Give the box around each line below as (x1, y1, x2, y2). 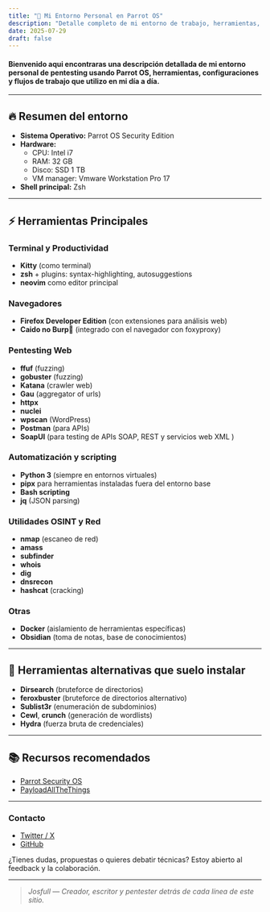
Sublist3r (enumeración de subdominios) (19, 702, 157, 711)
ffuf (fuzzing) (19, 363, 65, 373)
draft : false (8, 34, 52, 43)
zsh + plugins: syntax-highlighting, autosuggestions (19, 269, 193, 279)
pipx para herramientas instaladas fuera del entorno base (19, 479, 211, 488)
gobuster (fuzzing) (19, 371, 84, 381)
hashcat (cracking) (19, 586, 84, 595)
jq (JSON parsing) (19, 495, 80, 505)
